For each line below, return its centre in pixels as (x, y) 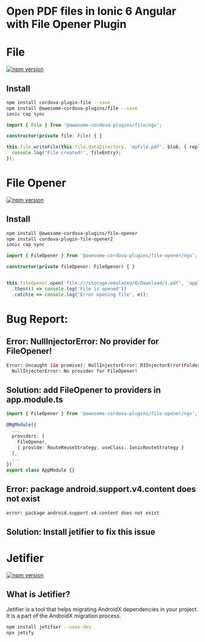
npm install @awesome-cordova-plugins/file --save (72, 108)
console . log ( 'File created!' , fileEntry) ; (67, 153)
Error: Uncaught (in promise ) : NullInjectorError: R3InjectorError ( (95, 365)
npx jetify (20, 633)
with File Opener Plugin (67, 24)
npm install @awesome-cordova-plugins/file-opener (72, 233)
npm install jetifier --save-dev (49, 627)
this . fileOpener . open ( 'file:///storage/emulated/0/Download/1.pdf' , (95, 283)
